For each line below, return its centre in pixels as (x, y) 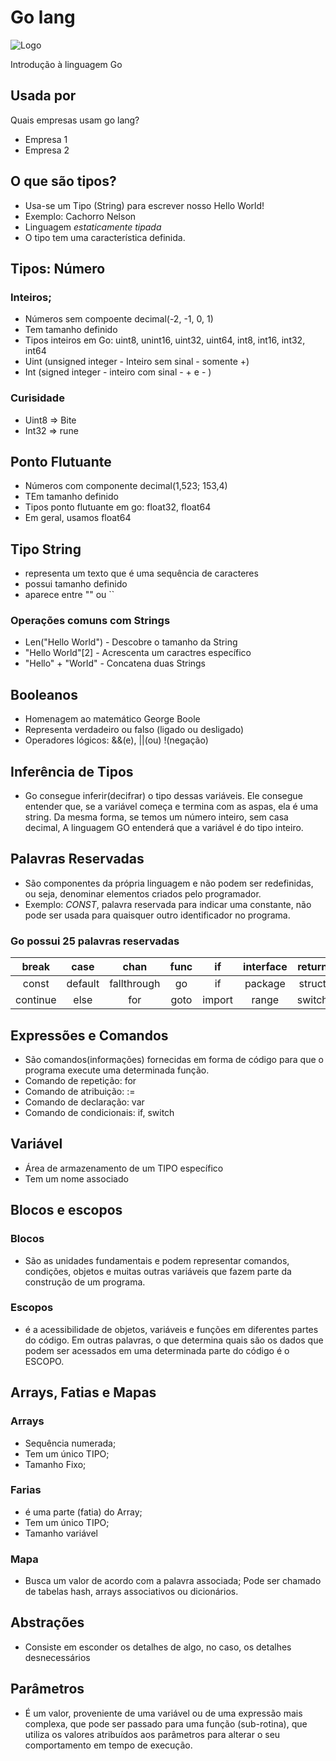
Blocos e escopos (66, 1210)
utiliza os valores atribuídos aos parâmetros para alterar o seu (152, 1734)
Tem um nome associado (76, 1178)
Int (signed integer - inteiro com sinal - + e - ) (118, 372)
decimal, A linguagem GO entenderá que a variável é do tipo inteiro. (164, 828)
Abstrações (47, 1622)
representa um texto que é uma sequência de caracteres (141, 573)
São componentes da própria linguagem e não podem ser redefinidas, (169, 883)
